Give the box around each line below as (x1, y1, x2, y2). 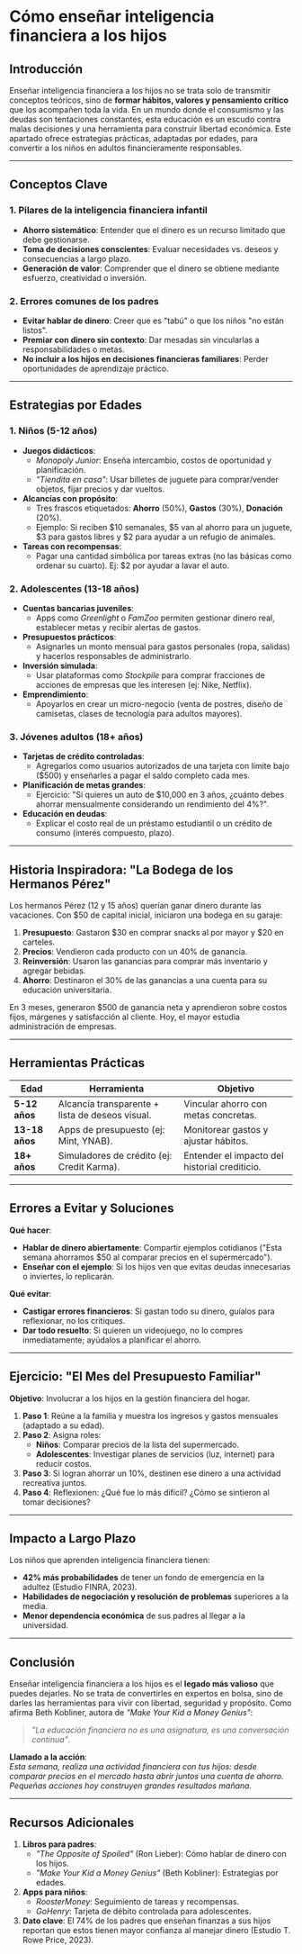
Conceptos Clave (9, 177, 108, 193)
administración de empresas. (9, 1021, 117, 1032)
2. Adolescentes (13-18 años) (9, 583, 139, 595)
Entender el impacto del (183, 1149, 285, 1162)
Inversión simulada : (22, 660, 98, 671)
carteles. (22, 936, 56, 947)
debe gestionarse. (22, 234, 90, 245)
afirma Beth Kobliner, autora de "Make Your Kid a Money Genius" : (9, 1707, 253, 1718)
